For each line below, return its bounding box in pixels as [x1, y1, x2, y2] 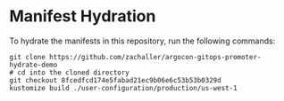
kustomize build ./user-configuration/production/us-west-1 [9, 83, 238, 92]
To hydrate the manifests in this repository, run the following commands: [9, 35, 276, 46]
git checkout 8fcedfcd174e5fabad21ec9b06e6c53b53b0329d [9, 75, 221, 85]
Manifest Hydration [9, 6, 156, 27]
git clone [9, 52, 46, 61]
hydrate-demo [9, 60, 58, 69]
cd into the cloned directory [17, 68, 129, 77]
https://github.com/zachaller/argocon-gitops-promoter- [48, 52, 262, 61]
